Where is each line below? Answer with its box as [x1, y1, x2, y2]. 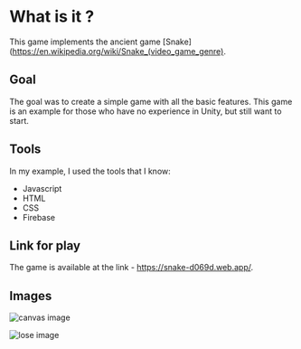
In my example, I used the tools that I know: [9, 165, 172, 176]
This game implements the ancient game [9, 36, 161, 47]
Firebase [22, 212, 56, 222]
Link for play [9, 238, 81, 253]
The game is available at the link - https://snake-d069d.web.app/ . [9, 262, 254, 273]
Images [9, 288, 52, 304]
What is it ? [9, 6, 95, 27]
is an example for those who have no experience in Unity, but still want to [9, 106, 282, 117]
